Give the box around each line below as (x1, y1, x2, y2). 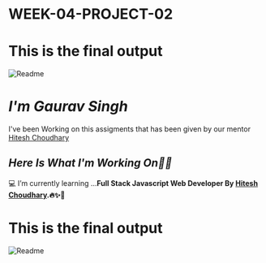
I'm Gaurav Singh (8, 97, 128, 116)
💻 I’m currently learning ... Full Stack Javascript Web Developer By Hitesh (8, 178, 258, 188)
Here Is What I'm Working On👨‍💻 (8, 156, 173, 170)
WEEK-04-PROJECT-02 (8, 5, 174, 24)
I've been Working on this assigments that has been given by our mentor (8, 124, 251, 134)
